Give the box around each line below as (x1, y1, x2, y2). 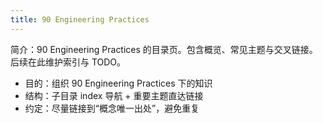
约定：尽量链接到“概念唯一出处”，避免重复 (24, 102, 200, 114)
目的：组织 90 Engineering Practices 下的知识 (24, 77, 213, 89)
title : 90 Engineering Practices (10, 14, 150, 25)
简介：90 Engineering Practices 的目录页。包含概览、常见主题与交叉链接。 (10, 43, 318, 55)
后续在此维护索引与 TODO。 (10, 56, 127, 68)
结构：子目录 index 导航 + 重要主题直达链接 (24, 89, 204, 101)
